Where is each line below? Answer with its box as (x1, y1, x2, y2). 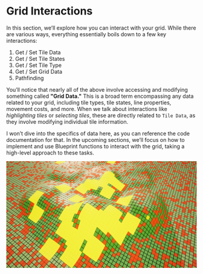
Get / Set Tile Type (14, 62, 62, 69)
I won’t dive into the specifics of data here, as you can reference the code (6, 130, 190, 137)
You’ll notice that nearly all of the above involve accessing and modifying (6, 86, 188, 93)
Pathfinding (14, 74, 44, 81)
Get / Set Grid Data (14, 68, 62, 75)
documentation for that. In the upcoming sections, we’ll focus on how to (6, 136, 185, 143)
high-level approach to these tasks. (6, 149, 95, 156)
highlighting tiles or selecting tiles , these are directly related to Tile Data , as (6, 112, 196, 119)
